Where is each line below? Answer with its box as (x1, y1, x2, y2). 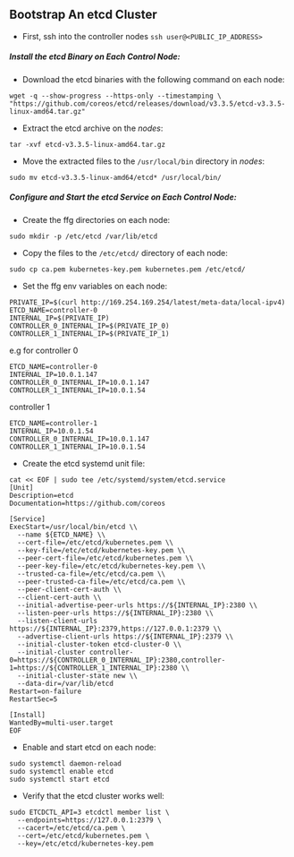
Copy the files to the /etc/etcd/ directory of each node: (21, 247, 228, 258)
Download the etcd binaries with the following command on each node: (21, 73, 285, 84)
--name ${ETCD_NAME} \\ (17, 530, 105, 539)
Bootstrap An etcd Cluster (9, 7, 158, 22)
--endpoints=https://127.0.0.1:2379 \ (17, 815, 163, 825)
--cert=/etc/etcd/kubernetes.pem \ (17, 831, 150, 840)
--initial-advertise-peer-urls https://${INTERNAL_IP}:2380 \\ (17, 600, 257, 610)
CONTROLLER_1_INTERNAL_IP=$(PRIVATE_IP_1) (9, 329, 170, 339)
